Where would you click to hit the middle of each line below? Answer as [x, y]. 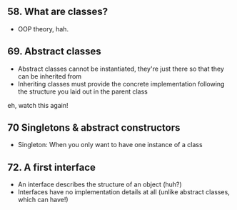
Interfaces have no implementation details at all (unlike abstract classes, [123, 192]
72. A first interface [52, 167]
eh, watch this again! [38, 105]
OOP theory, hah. [43, 29]
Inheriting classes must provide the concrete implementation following [121, 84]
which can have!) [43, 200]
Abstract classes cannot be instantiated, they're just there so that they [121, 69]
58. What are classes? [58, 12]
